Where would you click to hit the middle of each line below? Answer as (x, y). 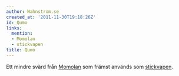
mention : (22, 34)
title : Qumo (21, 50)
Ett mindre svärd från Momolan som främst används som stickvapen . (90, 67)
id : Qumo (17, 22)
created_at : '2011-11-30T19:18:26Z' (51, 17)
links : (14, 28)
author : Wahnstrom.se (33, 11)
